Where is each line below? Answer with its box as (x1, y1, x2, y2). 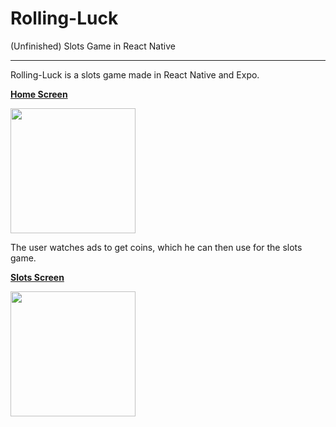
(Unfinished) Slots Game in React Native (10, 40, 176, 52)
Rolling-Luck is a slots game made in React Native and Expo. (10, 68, 260, 81)
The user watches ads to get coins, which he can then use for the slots (10, 241, 303, 253)
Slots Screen (10, 271, 65, 283)
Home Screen (10, 88, 68, 100)
